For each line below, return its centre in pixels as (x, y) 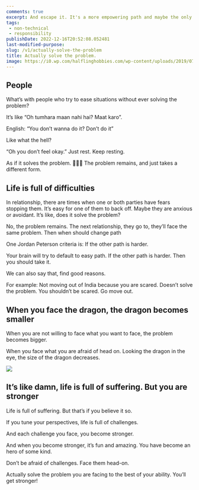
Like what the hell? (29, 140)
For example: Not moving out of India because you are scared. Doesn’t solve (99, 285)
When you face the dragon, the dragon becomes (97, 310)
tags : (13, 23)
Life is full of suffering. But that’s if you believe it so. (69, 411)
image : (14, 61)
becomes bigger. (27, 340)
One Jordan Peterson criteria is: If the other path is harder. (77, 244)
